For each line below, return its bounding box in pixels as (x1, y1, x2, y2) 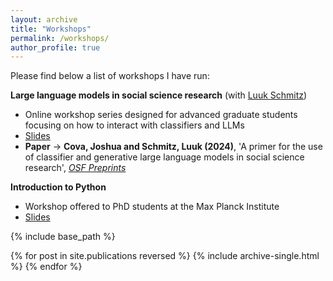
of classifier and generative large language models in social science (24, 151, 305, 163)
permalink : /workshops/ (10, 33, 110, 43)
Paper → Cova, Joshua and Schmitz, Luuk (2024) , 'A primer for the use (24, 141, 323, 153)
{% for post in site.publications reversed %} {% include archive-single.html (10, 250, 320, 262)
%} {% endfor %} (10, 261, 83, 273)
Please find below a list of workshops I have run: (10, 70, 210, 82)
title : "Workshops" (10, 24, 92, 34)
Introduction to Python (10, 181, 107, 193)
